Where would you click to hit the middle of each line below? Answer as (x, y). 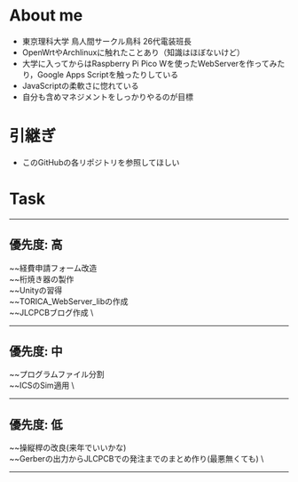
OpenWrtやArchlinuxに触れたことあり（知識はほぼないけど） (133, 52)
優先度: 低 (36, 425)
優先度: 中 (36, 352)
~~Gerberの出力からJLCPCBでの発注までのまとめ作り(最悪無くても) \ (137, 459)
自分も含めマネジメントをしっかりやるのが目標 (107, 96)
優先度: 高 (36, 245)
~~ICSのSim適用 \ (42, 386)
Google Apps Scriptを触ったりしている (108, 74)
